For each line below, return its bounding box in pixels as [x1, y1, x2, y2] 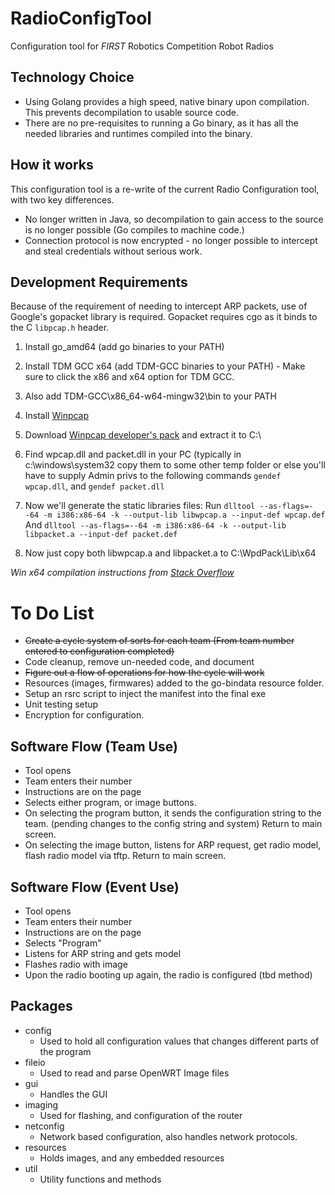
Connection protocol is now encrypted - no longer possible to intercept [24, 234, 318, 246]
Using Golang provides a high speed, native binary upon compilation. [24, 95, 310, 107]
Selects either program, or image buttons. [24, 797, 197, 809]
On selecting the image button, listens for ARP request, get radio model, [24, 839, 322, 851]
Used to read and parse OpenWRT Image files [39, 1067, 230, 1079]
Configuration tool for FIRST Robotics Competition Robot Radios [10, 40, 274, 52]
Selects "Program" [24, 937, 102, 949]
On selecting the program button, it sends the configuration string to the [24, 807, 322, 819]
